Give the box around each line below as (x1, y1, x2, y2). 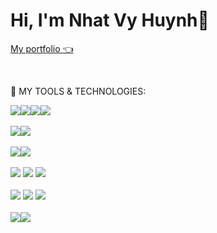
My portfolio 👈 (10, 42, 74, 54)
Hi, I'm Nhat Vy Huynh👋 (10, 9, 210, 32)
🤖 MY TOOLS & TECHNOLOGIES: (10, 85, 147, 97)
